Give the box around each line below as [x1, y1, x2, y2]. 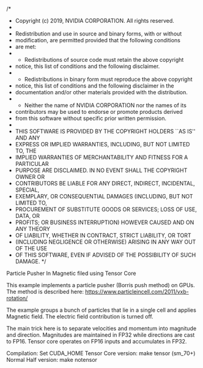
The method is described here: [6, 288, 84, 295]
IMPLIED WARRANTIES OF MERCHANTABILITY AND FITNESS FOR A [15, 154, 188, 161]
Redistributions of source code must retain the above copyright [24, 56, 184, 63]
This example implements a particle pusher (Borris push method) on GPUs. [6, 282, 196, 288]
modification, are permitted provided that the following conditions [15, 37, 180, 43]
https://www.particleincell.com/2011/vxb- [85, 288, 190, 295]
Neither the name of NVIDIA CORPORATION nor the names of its [24, 102, 186, 109]
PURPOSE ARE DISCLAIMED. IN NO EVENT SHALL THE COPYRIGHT [15, 167, 188, 174]
